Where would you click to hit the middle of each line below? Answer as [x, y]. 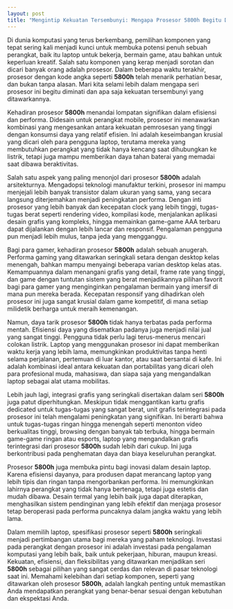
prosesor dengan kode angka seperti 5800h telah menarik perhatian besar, [115, 76]
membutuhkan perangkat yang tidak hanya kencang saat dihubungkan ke [112, 149]
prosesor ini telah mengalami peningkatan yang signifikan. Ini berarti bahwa [115, 416]
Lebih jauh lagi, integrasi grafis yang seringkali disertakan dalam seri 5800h [116, 394]
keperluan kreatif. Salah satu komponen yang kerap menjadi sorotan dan [111, 62]
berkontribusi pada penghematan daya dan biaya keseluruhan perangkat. [112, 453]
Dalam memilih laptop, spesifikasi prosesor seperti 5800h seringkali [105, 532]
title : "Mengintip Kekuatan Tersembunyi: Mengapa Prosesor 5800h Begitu [114, 20]
